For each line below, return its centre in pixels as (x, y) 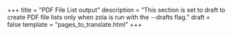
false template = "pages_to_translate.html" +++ (75, 24)
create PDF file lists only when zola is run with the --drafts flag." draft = (109, 17)
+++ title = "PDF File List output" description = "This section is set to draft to (116, 10)
